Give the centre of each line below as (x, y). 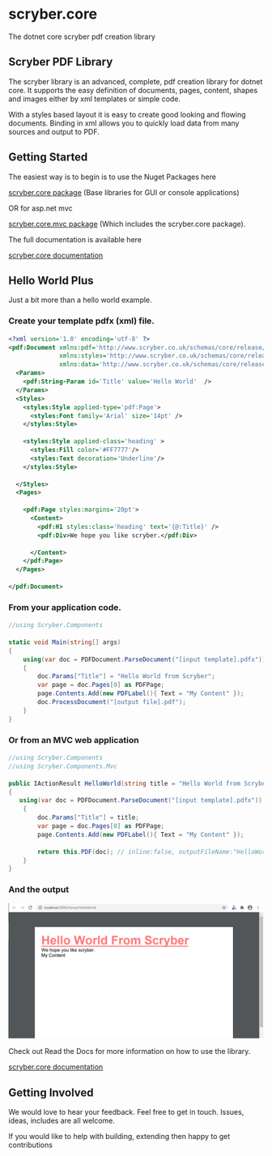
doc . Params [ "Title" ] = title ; (88, 818)
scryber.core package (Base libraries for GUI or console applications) (124, 192)
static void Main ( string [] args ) (65, 642)
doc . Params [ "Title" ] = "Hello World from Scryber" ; (127, 676)
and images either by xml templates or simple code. (94, 99)
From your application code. (65, 607)
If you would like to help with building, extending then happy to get (119, 1137)
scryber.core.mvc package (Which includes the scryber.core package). (127, 224)
